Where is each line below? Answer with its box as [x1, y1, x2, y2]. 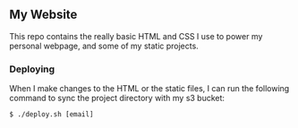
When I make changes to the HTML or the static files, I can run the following [9, 83, 290, 94]
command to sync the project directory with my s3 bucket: [9, 93, 226, 104]
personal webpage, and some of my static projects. [9, 40, 199, 51]
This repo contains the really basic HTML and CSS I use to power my [9, 30, 263, 41]
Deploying [9, 63, 55, 75]
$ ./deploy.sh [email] [9, 110, 94, 119]
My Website [9, 7, 78, 22]
